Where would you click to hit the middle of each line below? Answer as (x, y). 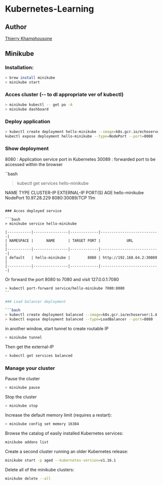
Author (16, 27)
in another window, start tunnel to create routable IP (57, 329)
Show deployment (27, 149)
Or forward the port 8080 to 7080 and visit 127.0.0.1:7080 (62, 279)
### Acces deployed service (33, 211)
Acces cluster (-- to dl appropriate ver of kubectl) (64, 95)
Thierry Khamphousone (29, 38)
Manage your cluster (30, 368)
